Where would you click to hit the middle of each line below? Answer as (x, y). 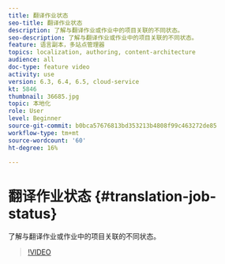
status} (33, 213)
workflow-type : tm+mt (44, 133)
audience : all (32, 60)
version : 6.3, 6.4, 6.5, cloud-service (74, 81)
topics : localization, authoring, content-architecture (102, 52)
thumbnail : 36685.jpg (44, 96)
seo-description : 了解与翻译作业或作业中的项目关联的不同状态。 (103, 38)
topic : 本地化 (30, 104)
